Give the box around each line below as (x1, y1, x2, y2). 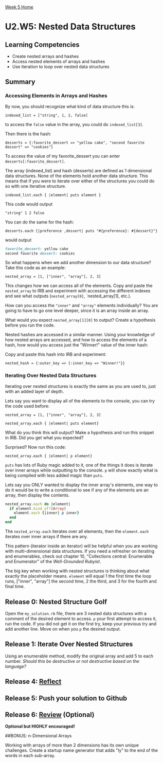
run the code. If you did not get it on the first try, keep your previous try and (5, 620, 157, 627)
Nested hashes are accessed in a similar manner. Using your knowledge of (5, 332, 155, 338)
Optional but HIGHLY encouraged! (5, 724, 75, 729)
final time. (5, 583, 25, 589)
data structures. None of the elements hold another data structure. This (5, 173, 148, 179)
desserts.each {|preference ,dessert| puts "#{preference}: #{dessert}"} (5, 228, 158, 233)
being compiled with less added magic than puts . (5, 472, 104, 478)
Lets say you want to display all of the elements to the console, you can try (5, 398, 155, 403)
